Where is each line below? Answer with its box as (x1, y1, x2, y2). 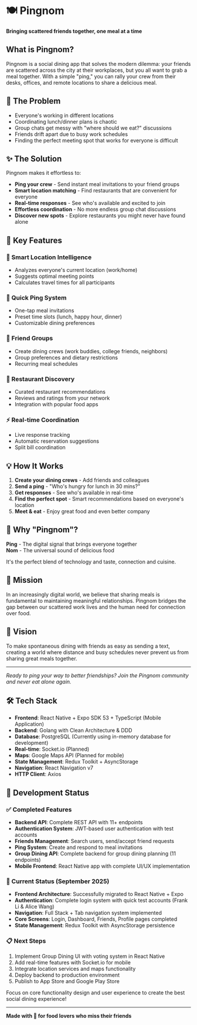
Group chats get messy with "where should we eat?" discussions (14, 124, 172, 131)
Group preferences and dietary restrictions (14, 354, 118, 361)
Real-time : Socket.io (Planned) (14, 745, 90, 753)
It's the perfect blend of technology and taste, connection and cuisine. (6, 558, 176, 565)
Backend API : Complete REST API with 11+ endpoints (14, 819, 143, 825)
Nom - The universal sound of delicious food (6, 546, 114, 553)
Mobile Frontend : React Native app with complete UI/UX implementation (14, 863, 191, 870)
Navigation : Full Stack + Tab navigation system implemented (14, 910, 162, 917)
